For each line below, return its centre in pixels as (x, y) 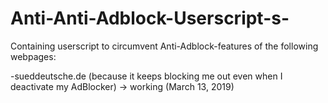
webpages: (33, 56)
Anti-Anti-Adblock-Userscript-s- (150, 18)
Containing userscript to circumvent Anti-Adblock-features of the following (164, 46)
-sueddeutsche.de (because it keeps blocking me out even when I (146, 76)
